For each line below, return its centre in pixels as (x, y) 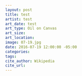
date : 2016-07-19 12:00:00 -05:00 (41, 47)
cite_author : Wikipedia (30, 61)
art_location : (20, 38)
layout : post (19, 10)
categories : (17, 51)
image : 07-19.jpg (23, 42)
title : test (17, 14)
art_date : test (21, 24)
